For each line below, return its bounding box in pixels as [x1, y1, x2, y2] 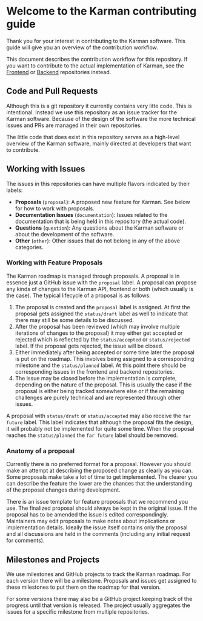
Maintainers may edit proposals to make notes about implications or [6, 518, 176, 525]
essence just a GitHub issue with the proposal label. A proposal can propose [6, 278, 197, 286]
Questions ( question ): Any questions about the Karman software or [15, 224, 184, 232]
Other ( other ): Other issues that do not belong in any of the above [15, 237, 181, 244]
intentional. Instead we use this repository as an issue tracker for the [6, 108, 178, 116]
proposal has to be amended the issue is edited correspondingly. [6, 511, 168, 518]
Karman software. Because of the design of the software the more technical [6, 115, 196, 122]
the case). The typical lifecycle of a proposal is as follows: [6, 292, 151, 299]
